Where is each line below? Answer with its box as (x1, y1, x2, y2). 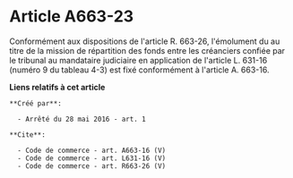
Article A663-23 (9, 6, 134, 27)
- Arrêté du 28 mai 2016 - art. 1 (17, 114, 146, 123)
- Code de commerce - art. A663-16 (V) (17, 146, 167, 155)
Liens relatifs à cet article (9, 81, 106, 92)
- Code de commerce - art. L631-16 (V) (17, 154, 167, 163)
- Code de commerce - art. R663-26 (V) (17, 161, 167, 171)
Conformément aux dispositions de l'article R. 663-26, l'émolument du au (9, 36, 280, 47)
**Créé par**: (9, 98, 63, 108)
